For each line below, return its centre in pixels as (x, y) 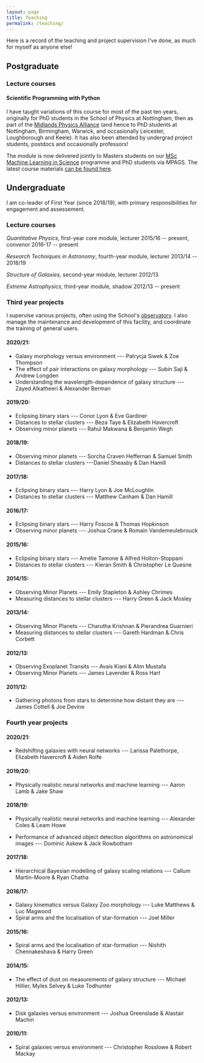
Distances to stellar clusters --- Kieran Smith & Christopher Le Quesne (103, 565)
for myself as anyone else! (39, 47)
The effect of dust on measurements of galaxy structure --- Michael (100, 979)
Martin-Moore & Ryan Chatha (52, 877)
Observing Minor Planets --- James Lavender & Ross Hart (88, 673)
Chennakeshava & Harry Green (54, 952)
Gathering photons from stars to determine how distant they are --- (100, 701)
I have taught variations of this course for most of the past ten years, (92, 111)
